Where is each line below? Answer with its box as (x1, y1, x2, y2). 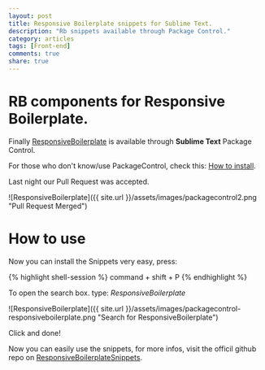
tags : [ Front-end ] (8, 42, 71, 50)
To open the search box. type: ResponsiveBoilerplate (8, 288, 186, 298)
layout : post (8, 11, 53, 20)
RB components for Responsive (8, 93, 226, 111)
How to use (8, 229, 86, 248)
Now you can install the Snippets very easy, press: (8, 256, 177, 266)
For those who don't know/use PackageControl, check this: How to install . (8, 160, 256, 171)
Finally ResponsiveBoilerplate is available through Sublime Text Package (8, 136, 252, 146)
